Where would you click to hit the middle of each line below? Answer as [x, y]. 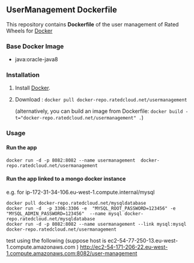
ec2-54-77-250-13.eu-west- [143, 240]
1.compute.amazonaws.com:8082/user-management [72, 253]
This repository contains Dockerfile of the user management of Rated [92, 24]
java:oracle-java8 [36, 59]
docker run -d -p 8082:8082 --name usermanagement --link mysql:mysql [96, 224]
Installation [23, 75]
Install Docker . [32, 88]
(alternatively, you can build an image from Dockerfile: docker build [99, 111]
